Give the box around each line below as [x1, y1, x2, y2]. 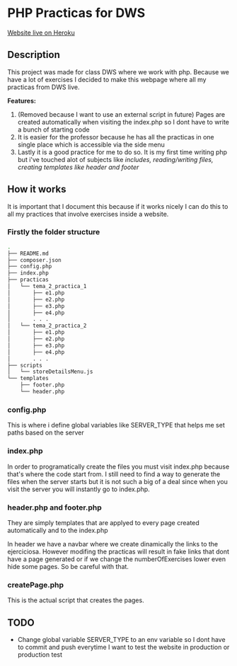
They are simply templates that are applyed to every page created [7, 518, 200, 527]
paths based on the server [7, 428, 85, 437]
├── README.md [7, 250, 50, 257]
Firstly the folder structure [7, 227, 100, 237]
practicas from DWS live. [7, 83, 80, 91]
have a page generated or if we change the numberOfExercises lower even [7, 554, 226, 563]
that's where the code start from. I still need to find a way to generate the [7, 469, 221, 478]
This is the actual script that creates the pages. [7, 596, 144, 604]
